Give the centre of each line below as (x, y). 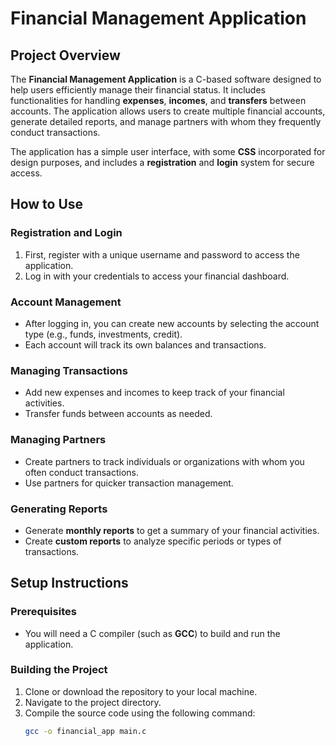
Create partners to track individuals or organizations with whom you (164, 461)
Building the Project (59, 670)
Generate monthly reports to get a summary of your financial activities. (172, 530)
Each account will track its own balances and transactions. (145, 344)
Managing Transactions (69, 370)
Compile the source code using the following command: (140, 713)
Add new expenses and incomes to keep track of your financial (154, 393)
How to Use (47, 204)
